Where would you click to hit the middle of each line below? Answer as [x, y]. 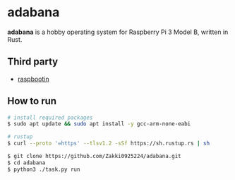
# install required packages [50, 118]
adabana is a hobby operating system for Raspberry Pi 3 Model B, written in [118, 32]
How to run [32, 101]
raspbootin [33, 79]
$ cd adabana [26, 163]
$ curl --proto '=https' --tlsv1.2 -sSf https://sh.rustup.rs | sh [109, 144]
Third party [33, 62]
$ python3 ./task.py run [44, 169]
